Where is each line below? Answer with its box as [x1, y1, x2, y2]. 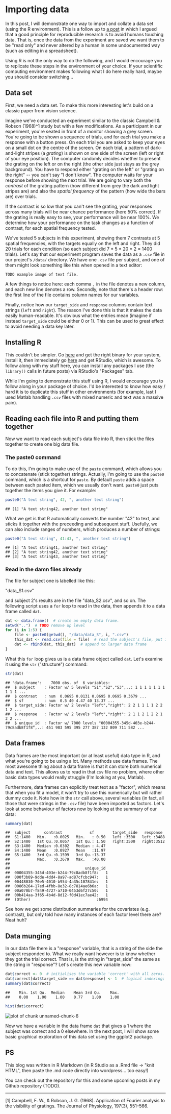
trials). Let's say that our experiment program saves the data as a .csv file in [5, 251, 165, 257]
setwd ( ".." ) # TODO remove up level [5, 623, 85, 628]
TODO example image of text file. [5, 272, 79, 277]
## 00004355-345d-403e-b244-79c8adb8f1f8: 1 [5, 870, 108, 876]
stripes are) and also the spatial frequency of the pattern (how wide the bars [5, 188, 166, 194]
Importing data [5, 4, 70, 15]
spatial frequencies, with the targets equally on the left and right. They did [5, 240, 160, 246]
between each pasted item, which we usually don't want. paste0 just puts [5, 481, 159, 488]
